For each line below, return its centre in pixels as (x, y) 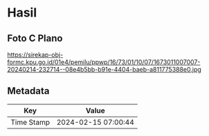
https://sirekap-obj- (35, 55)
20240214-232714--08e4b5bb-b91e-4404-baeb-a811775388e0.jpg (104, 69)
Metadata (28, 91)
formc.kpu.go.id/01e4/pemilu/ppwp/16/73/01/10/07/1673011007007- (104, 62)
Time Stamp (30, 122)
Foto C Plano (35, 38)
